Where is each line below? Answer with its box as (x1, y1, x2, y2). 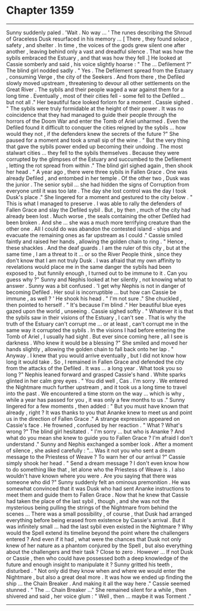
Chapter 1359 (6, 4, 74, 17)
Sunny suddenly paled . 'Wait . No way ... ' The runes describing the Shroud (6, 29, 192, 36)
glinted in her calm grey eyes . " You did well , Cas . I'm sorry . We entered (6, 377, 188, 384)
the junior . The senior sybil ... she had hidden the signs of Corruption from (6, 181, 189, 188)
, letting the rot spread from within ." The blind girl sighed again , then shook (6, 162, 193, 169)
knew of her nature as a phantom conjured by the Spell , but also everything (6, 542, 192, 549)
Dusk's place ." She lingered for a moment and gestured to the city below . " (6, 193, 193, 200)
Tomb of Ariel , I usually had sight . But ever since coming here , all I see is (6, 333, 189, 340)
